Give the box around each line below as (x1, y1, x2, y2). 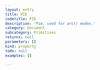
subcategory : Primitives (5, 30, 56, 35)
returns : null (5, 35, 34, 40)
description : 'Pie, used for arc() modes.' (5, 21, 96, 26)
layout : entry (5, 7, 34, 12)
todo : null (5, 48, 28, 53)
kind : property (5, 44, 36, 49)
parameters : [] (5, 39, 36, 44)
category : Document (5, 26, 45, 31)
